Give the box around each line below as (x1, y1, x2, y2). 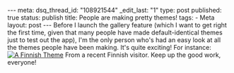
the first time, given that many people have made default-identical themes (7, 28, 223, 36)
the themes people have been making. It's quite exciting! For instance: (7, 44, 212, 51)
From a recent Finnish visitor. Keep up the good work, (64, 51, 221, 59)
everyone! (7, 58, 37, 66)
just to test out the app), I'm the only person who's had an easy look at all (7, 36, 221, 44)
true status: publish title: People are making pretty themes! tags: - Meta (7, 13, 215, 22)
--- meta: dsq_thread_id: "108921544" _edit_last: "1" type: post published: (7, 6, 222, 14)
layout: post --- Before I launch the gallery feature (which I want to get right (7, 21, 228, 29)
